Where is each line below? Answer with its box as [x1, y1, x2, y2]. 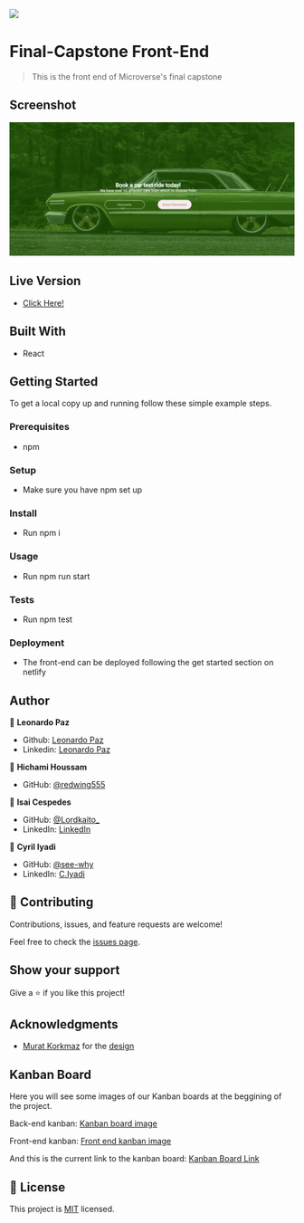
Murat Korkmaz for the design [22, 1041, 135, 1052]
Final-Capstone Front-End [9, 42, 210, 62]
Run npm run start [22, 570, 90, 581]
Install [9, 507, 38, 520]
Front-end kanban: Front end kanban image [9, 1136, 172, 1147]
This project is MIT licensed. [9, 1204, 115, 1215]
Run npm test [22, 614, 72, 625]
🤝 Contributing [9, 894, 94, 910]
